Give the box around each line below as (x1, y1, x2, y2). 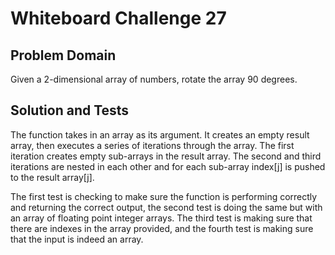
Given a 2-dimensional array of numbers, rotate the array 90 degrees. (10, 73, 298, 85)
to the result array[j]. (10, 171, 95, 183)
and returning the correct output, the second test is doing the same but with (10, 201, 323, 213)
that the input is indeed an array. (10, 233, 144, 245)
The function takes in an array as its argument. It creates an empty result (10, 128, 310, 141)
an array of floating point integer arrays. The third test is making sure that (10, 212, 313, 224)
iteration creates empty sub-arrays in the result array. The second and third (10, 150, 322, 162)
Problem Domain (10, 47, 117, 64)
